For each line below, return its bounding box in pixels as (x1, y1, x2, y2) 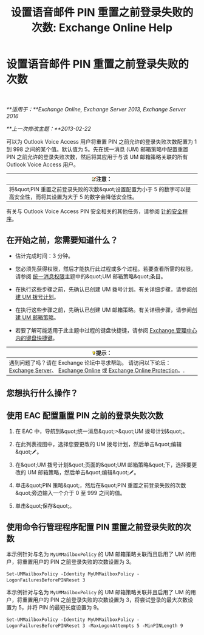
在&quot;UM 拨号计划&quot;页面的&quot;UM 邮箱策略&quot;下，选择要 (15, 461, 192, 469)
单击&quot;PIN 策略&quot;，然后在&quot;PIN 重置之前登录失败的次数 (15, 482, 186, 489)
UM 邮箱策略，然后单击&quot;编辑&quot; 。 (27, 469, 140, 476)
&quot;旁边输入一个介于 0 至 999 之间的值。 (15, 489, 126, 497)
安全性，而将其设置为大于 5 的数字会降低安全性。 (14, 193, 138, 200)
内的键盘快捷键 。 (15, 334, 58, 342)
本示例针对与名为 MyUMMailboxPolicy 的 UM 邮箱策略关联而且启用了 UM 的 (6, 550, 191, 558)
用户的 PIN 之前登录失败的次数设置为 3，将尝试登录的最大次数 (32, 596, 188, 603)
